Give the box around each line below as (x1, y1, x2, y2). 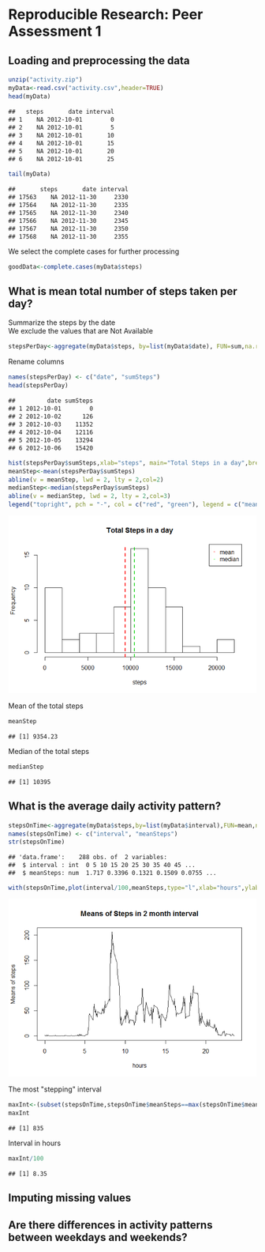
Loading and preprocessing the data (8, 54, 190, 67)
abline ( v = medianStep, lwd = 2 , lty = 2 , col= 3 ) (8, 492, 171, 500)
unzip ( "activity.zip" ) (8, 76, 83, 84)
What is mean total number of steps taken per (8, 285, 238, 298)
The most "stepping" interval (8, 1084, 103, 1094)
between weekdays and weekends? (8, 1231, 188, 1244)
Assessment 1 (8, 22, 102, 40)
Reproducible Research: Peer (8, 6, 203, 24)
